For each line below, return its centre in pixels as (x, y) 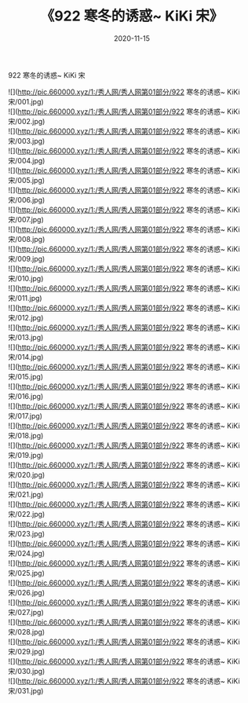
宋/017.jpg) (26, 416)
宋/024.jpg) (27, 553)
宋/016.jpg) (26, 396)
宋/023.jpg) (27, 533)
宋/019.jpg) (26, 455)
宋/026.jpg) (27, 592)
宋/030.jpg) (27, 671)
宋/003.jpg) (27, 141)
